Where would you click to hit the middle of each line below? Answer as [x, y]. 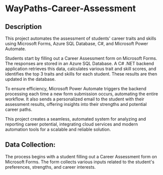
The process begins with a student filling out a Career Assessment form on [81, 156]
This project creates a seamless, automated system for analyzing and [76, 119]
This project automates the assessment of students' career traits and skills [81, 38]
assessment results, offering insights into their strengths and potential [76, 104]
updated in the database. [31, 79]
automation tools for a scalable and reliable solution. [58, 129]
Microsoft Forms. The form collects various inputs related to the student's [80, 162]
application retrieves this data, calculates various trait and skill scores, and [81, 69]
